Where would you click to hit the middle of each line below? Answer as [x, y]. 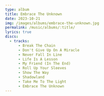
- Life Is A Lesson [38, 59]
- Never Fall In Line [40, 55]
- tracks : [19, 41]
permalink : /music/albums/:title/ [40, 28]
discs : [12, 37]
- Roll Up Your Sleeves [42, 68]
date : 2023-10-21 [23, 18]
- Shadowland [31, 77]
